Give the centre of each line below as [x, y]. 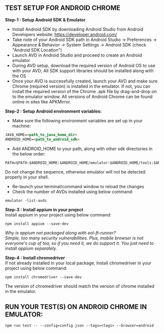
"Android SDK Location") [37, 50]
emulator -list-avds [26, 201]
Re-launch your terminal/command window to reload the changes [78, 187]
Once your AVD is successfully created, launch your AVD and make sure [85, 81]
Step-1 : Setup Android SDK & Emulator [45, 20]
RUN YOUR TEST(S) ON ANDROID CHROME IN [76, 307]
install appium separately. [31, 249]
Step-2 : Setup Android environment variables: [53, 111]
